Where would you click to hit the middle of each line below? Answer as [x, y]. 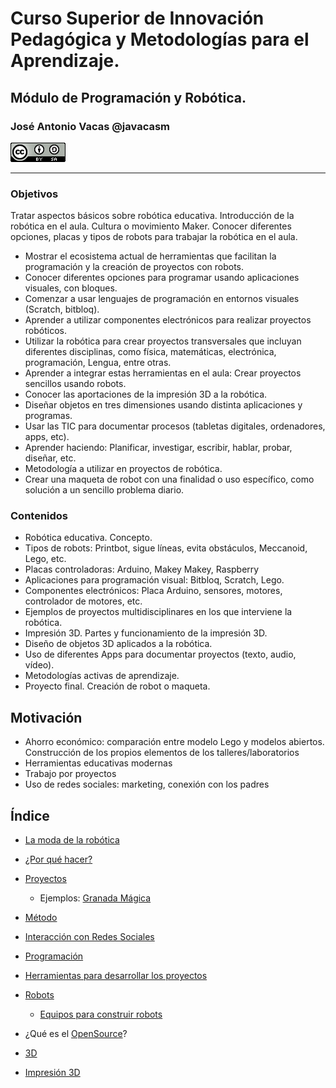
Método [41, 918]
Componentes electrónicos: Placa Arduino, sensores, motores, [153, 591]
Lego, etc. [45, 559]
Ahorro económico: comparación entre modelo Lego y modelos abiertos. [174, 742]
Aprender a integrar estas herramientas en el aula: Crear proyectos [163, 373]
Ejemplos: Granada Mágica [95, 898]
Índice [30, 815]
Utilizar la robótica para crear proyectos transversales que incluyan [163, 341]
